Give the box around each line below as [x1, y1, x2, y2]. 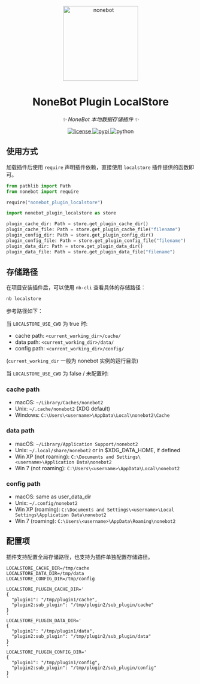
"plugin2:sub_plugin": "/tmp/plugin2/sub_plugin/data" [11, 633, 151, 639]
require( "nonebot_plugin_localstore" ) [6, 199, 103, 205]
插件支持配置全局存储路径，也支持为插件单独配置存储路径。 [6, 553, 153, 560]
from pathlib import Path [6, 183, 71, 189]
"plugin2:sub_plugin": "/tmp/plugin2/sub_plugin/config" [11, 665, 157, 671]
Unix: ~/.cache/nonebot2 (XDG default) [14, 405, 111, 413]
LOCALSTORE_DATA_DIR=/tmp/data [6, 570, 84, 576]
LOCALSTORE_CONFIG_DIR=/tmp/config [6, 576, 95, 582]
